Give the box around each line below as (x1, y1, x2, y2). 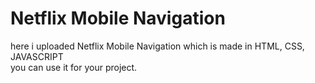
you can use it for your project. (10, 61, 138, 73)
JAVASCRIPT (10, 50, 64, 62)
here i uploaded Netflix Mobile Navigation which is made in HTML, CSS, (10, 40, 305, 52)
